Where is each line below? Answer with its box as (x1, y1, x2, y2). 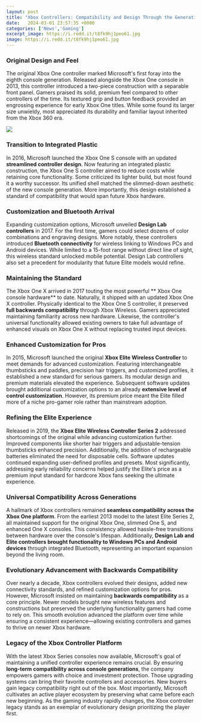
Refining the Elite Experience (6, 413, 92, 422)
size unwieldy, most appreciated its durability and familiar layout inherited (6, 108, 187, 115)
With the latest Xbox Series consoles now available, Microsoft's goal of (6, 653, 181, 660)
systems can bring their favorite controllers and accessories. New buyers (6, 678, 187, 685)
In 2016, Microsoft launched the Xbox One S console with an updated (6, 154, 177, 162)
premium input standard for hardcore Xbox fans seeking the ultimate (6, 471, 175, 479)
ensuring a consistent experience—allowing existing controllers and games (6, 617, 191, 625)
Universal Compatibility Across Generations (6, 493, 137, 501)
